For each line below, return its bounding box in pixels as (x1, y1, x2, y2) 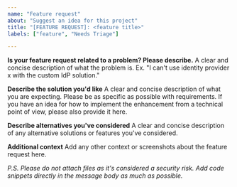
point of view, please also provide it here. (7, 107, 128, 116)
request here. (7, 150, 47, 159)
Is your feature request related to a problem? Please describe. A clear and (7, 56, 228, 65)
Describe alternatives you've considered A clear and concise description (7, 122, 225, 130)
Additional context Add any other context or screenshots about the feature (7, 143, 228, 151)
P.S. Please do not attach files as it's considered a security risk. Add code (7, 164, 225, 173)
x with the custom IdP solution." (7, 71, 100, 80)
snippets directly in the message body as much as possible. (7, 171, 183, 180)
